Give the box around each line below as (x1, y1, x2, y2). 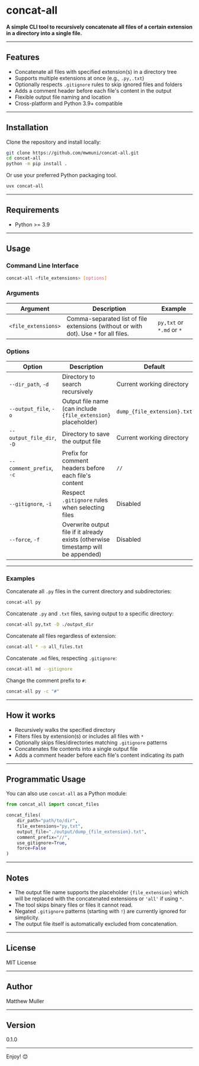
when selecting (62, 504, 105, 512)
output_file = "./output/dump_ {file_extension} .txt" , (17, 829, 147, 835)
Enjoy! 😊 (6, 1053, 28, 1060)
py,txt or (158, 318, 184, 326)
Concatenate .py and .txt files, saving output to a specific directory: (6, 610, 174, 617)
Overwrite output (62, 521, 110, 529)
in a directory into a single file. (6, 29, 82, 36)
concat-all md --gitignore (6, 666, 73, 672)
